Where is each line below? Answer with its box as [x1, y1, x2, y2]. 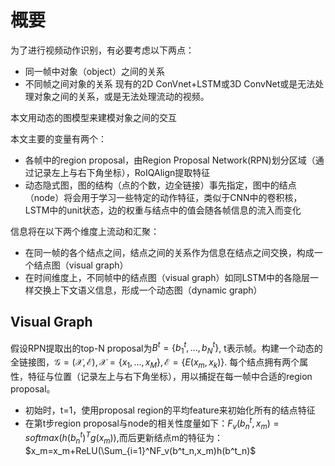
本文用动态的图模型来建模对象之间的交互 [10, 111, 177, 123]
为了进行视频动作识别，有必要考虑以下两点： [10, 44, 195, 56]
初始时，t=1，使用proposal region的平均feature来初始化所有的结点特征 [24, 404, 316, 416]
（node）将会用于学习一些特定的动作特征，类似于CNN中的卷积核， [24, 191, 303, 203]
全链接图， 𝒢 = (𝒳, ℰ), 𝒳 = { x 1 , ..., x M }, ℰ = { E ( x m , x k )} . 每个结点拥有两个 [10, 356, 300, 370]
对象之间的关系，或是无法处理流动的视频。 [33, 90, 210, 102]
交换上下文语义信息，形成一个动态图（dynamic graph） [33, 284, 263, 296]
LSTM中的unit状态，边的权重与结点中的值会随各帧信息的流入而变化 [24, 204, 302, 216]
